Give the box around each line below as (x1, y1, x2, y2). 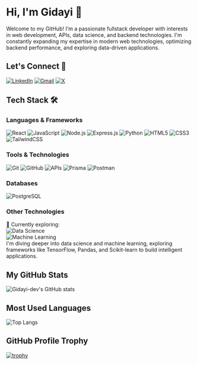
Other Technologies (6, 207, 65, 216)
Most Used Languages (6, 303, 91, 313)
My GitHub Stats (6, 270, 68, 280)
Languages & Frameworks (6, 116, 83, 124)
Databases (6, 179, 38, 187)
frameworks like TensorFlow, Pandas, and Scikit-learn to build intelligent (6, 247, 183, 254)
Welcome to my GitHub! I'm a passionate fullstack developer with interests (6, 25, 188, 32)
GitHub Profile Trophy (6, 336, 88, 346)
